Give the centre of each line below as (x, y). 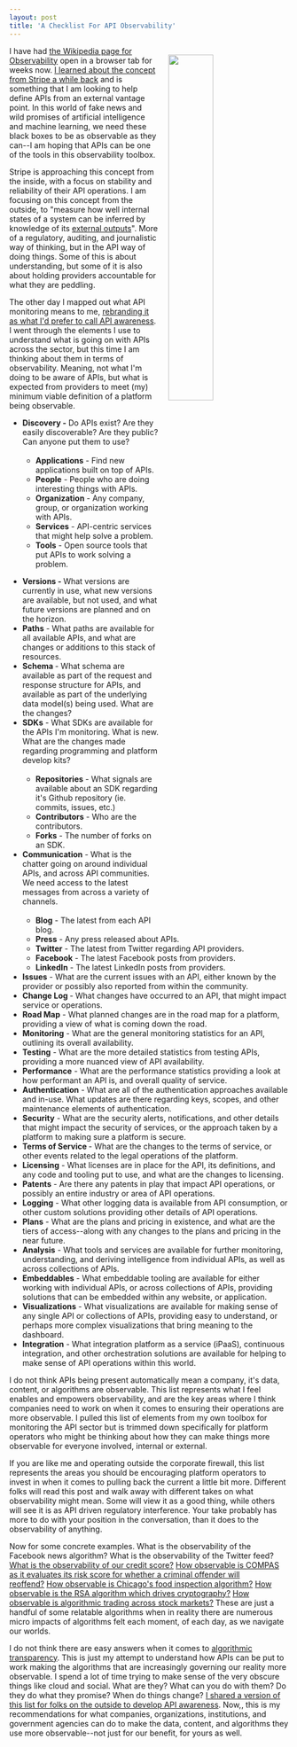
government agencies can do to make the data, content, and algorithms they (149, 1723)
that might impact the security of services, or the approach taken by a (149, 1127)
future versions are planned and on (86, 609)
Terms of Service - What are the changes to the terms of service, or (147, 1146)
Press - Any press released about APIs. (107, 939)
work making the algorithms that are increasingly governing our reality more (148, 1666)
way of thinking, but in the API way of (78, 247)
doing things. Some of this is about (73, 256)
